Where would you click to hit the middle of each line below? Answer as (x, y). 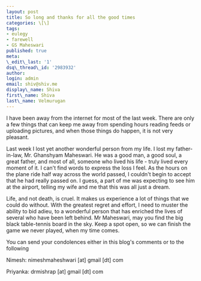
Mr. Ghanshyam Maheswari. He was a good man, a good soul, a (103, 155)
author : (16, 73)
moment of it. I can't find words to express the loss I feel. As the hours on (97, 168)
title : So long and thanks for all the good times (71, 17)
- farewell (20, 40)
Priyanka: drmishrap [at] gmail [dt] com (55, 271)
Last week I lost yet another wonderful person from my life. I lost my (90, 149)
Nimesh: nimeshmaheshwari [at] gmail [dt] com (65, 260)
